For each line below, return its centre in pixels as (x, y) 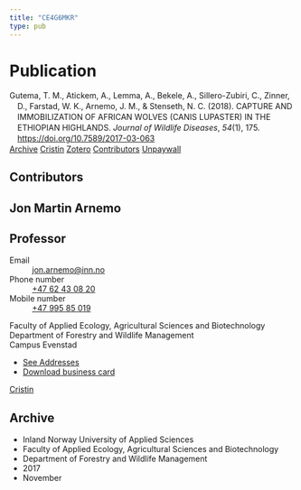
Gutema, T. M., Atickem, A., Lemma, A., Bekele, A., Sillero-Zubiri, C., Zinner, (150, 96)
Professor (38, 239)
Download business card (69, 372)
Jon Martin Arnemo (66, 208)
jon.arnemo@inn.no (69, 270)
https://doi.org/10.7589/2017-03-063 (86, 138)
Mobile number (38, 299)
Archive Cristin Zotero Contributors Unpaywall (95, 149)
